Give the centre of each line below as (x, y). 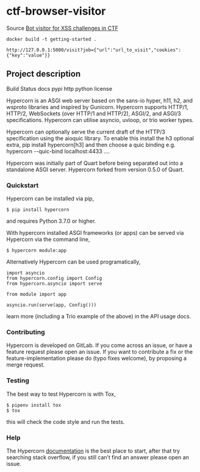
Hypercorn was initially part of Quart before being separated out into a (95, 163)
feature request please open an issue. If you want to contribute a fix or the (100, 352)
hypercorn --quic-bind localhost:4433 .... (58, 151)
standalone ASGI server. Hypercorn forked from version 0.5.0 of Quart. (95, 170)
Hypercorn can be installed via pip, (50, 199)
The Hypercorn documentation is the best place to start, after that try (93, 451)
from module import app (37, 295)
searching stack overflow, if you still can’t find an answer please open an (98, 457)
